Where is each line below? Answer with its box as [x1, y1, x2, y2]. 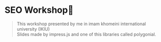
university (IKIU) [16, 26, 50, 32]
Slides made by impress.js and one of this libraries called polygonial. [16, 31, 157, 37]
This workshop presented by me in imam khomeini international [16, 21, 146, 27]
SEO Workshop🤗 [4, 4, 74, 16]
